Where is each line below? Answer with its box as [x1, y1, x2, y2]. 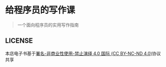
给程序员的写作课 [5, 4, 76, 16]
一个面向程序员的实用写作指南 [17, 22, 79, 28]
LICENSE [5, 37, 33, 45]
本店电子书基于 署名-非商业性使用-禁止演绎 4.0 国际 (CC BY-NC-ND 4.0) [5, 50, 153, 56]
